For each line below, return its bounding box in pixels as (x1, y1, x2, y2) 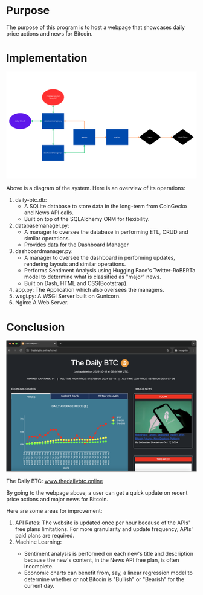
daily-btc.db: (14, 196, 47, 204)
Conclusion (6, 320, 65, 334)
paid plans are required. (14, 532, 74, 539)
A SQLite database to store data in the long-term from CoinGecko (24, 203, 187, 210)
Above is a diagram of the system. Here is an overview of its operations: (6, 185, 185, 192)
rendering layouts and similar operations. (24, 260, 126, 268)
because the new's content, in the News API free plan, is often (24, 556, 179, 564)
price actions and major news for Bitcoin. (6, 495, 109, 503)
